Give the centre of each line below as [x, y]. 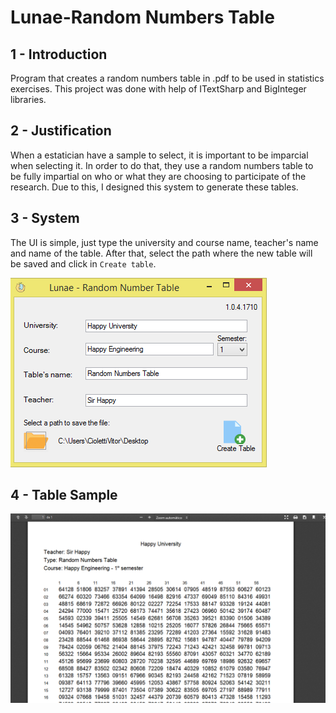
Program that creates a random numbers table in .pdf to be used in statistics [167, 78]
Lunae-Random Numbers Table [142, 17]
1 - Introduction [59, 54]
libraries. [28, 99]
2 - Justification [61, 131]
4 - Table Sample [64, 495]
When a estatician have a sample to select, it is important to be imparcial [159, 155]
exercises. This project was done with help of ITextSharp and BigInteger [158, 89]
